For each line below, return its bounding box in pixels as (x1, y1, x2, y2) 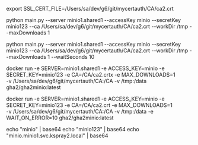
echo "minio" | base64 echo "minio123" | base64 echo (6, 126, 139, 133)
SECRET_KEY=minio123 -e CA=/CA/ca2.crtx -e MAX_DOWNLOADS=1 (6, 71, 176, 78)
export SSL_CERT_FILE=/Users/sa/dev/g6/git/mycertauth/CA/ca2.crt (6, 5, 174, 12)
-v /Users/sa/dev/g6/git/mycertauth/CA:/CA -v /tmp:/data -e (6, 108, 154, 115)
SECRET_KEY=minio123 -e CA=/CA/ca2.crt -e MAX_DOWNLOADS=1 (6, 102, 173, 109)
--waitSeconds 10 (51, 53, 95, 60)
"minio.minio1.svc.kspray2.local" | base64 (6, 132, 108, 139)
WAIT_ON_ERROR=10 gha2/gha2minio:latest (6, 114, 114, 121)
